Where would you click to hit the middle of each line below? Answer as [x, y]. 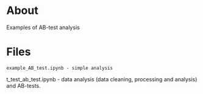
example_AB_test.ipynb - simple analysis [60, 68]
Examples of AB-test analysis [43, 27]
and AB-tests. [23, 86]
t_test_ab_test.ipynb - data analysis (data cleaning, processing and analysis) [102, 79]
